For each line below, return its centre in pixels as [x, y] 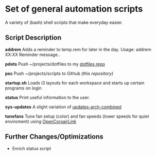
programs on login [23, 88]
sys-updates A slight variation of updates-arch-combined [63, 107]
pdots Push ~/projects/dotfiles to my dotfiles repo [55, 64]
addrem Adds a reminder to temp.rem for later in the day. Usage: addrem [78, 49]
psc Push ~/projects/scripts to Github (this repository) [59, 73]
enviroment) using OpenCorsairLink [41, 121]
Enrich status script [31, 148]
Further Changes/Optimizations [54, 137]
